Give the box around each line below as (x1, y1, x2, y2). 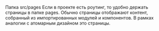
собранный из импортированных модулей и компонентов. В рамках (5, 15, 154, 20)
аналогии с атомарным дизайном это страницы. (5, 20, 111, 26)
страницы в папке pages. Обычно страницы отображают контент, (5, 9, 148, 15)
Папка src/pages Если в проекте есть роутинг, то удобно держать (5, 4, 148, 10)
